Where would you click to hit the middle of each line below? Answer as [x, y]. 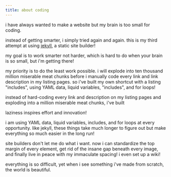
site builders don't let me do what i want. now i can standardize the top [80, 143]
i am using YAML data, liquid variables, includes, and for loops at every [80, 122]
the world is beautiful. [28, 169]
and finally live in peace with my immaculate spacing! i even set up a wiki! [83, 154]
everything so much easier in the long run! [50, 133]
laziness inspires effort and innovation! [46, 112]
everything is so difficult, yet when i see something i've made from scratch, [85, 164]
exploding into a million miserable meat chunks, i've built [65, 103]
